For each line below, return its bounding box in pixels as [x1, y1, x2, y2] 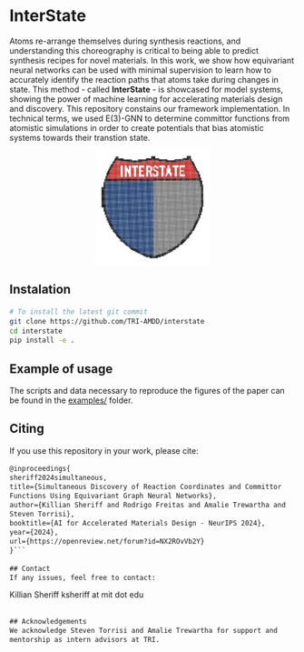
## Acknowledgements [9, 617, 88, 626]
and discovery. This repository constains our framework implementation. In [9, 103, 290, 114]
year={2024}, [9, 527, 59, 537]
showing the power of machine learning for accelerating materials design [9, 93, 283, 105]
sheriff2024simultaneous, [9, 473, 107, 482]
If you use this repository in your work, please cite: [9, 445, 199, 456]
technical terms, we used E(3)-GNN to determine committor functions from [9, 113, 290, 124]
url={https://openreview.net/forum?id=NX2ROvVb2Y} [9, 537, 205, 546]
